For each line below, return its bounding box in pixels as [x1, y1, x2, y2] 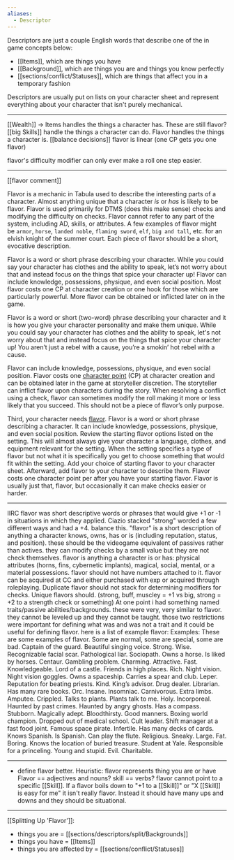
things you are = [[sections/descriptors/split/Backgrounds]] [17, 829, 189, 838]
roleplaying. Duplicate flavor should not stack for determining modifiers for [7, 583, 221, 591]
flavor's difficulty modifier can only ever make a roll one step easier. [7, 156, 202, 164]
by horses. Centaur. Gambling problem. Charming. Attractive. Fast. [7, 657, 198, 666]
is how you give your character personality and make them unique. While [7, 321, 217, 329]
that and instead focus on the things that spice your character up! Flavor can [7, 270, 227, 278]
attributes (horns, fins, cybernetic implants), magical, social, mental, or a [7, 560, 215, 569]
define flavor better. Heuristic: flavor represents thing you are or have [17, 766, 217, 775]
